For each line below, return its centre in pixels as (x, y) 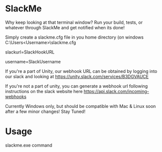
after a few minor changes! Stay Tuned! (45, 111)
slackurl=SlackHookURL (30, 52)
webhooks (16, 97)
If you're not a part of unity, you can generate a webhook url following (77, 86)
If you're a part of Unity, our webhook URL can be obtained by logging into (81, 71)
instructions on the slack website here (44, 91)
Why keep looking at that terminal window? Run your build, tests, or (74, 22)
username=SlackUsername (33, 61)
